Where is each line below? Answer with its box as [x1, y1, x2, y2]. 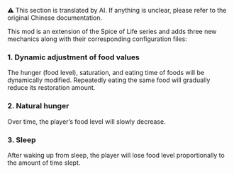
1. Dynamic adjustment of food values [7, 52, 140, 62]
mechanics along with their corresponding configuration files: [7, 35, 188, 43]
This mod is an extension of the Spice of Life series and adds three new [7, 28, 217, 35]
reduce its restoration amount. [7, 83, 96, 92]
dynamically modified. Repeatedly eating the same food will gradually [7, 76, 211, 84]
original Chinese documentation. [7, 13, 103, 22]
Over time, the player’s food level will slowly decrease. [7, 117, 166, 126]
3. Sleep [7, 134, 36, 144]
